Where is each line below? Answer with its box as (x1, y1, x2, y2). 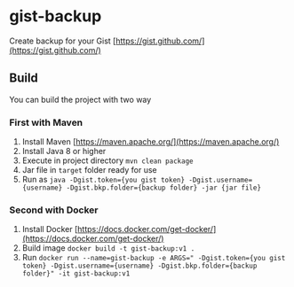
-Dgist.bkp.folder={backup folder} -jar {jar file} (66, 183, 262, 192)
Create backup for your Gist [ (9, 35, 116, 46)
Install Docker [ (21, 224, 78, 235)
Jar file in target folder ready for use (21, 165, 157, 175)
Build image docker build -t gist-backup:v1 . (21, 243, 195, 253)
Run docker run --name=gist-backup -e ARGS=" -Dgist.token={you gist (21, 252, 286, 263)
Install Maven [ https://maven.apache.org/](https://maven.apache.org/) (21, 136, 280, 147)
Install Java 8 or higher (21, 146, 107, 157)
